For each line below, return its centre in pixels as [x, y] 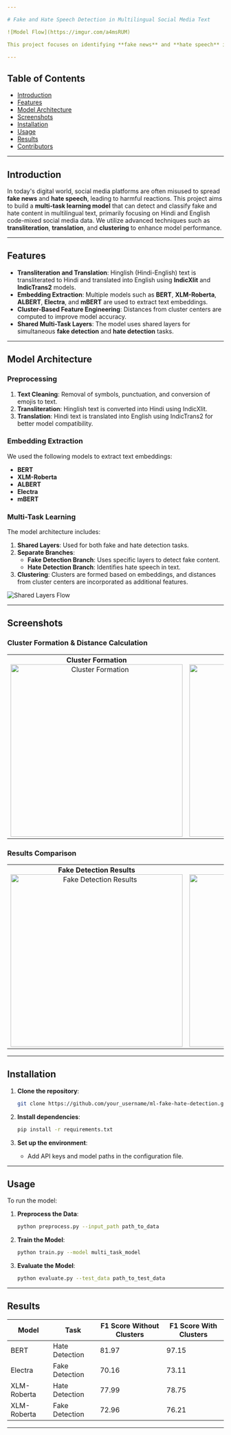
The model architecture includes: [54, 532]
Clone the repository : [48, 1091]
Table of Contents [46, 78]
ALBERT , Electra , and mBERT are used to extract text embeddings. [112, 301]
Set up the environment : [52, 1142]
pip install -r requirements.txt [65, 1129]
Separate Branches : [46, 553]
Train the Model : [41, 1240]
